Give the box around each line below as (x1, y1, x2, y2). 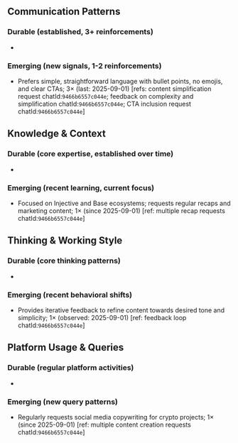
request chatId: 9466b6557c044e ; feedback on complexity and (17, 92, 194, 100)
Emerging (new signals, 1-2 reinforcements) (7, 60, 162, 70)
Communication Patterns (7, 6, 121, 18)
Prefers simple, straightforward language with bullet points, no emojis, (17, 77, 223, 85)
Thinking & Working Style (7, 234, 123, 247)
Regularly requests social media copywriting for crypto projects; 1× (17, 412, 215, 421)
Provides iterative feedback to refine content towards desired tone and (17, 305, 225, 315)
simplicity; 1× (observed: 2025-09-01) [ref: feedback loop (17, 313, 187, 322)
